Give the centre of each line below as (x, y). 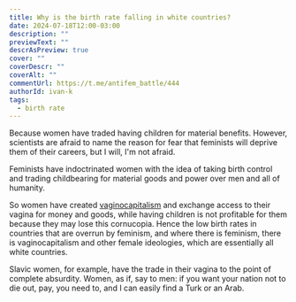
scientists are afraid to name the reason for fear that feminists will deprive (144, 143)
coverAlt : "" (33, 75)
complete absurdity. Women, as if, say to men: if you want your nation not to (148, 279)
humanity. (27, 188)
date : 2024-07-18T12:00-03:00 (65, 26)
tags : (19, 100)
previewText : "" (39, 42)
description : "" (39, 34)
